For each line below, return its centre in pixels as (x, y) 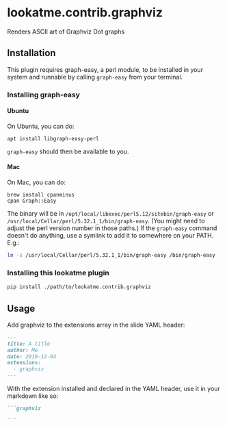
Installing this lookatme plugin (58, 273)
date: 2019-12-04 (32, 356)
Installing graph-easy (44, 95)
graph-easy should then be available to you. (68, 151)
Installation (31, 53)
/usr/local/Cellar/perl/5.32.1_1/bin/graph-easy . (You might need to (106, 221)
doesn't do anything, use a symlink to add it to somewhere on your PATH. (110, 236)
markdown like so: (33, 396)
